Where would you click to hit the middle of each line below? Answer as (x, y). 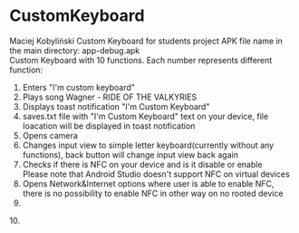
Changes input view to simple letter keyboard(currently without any (148, 145)
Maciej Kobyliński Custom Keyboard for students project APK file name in (146, 41)
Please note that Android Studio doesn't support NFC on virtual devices (156, 174)
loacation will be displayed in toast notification (109, 126)
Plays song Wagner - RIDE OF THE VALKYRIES (110, 97)
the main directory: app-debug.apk (75, 50)
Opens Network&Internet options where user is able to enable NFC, (148, 183)
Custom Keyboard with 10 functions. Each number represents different (141, 60)
